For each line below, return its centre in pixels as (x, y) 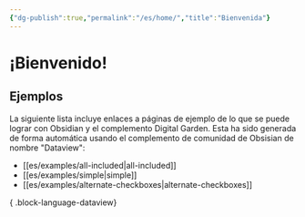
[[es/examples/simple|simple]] (80, 175)
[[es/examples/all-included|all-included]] (99, 165)
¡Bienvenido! (58, 62)
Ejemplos (36, 97)
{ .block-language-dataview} (63, 202)
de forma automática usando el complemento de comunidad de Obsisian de (152, 138)
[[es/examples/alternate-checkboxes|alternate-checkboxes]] (137, 184)
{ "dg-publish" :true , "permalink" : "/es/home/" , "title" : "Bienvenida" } (140, 18)
